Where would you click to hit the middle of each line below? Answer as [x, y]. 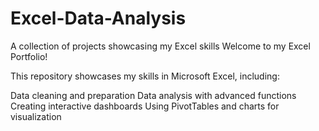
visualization [36, 116]
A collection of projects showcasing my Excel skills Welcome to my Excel [160, 46]
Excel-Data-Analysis [98, 18]
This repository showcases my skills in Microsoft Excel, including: [145, 76]
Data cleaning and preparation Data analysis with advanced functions [153, 95]
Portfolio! [29, 56]
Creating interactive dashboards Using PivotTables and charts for [145, 106]
